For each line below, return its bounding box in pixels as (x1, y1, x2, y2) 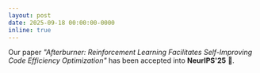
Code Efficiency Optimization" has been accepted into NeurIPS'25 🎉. (8, 56, 235, 65)
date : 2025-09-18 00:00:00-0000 (8, 19, 115, 27)
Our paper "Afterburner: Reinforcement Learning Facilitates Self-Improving (8, 48, 253, 57)
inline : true (8, 26, 52, 34)
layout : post (8, 11, 52, 20)
